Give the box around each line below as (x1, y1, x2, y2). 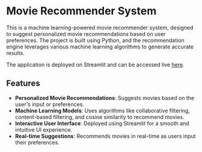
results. (6, 49, 25, 56)
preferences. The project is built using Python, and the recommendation (6, 37, 185, 44)
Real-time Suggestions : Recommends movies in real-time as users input (14, 132, 196, 139)
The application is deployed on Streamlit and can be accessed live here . (6, 61, 185, 68)
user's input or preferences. (14, 101, 84, 108)
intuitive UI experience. (14, 126, 73, 133)
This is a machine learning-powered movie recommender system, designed (6, 24, 194, 31)
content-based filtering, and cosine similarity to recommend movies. (14, 113, 185, 120)
